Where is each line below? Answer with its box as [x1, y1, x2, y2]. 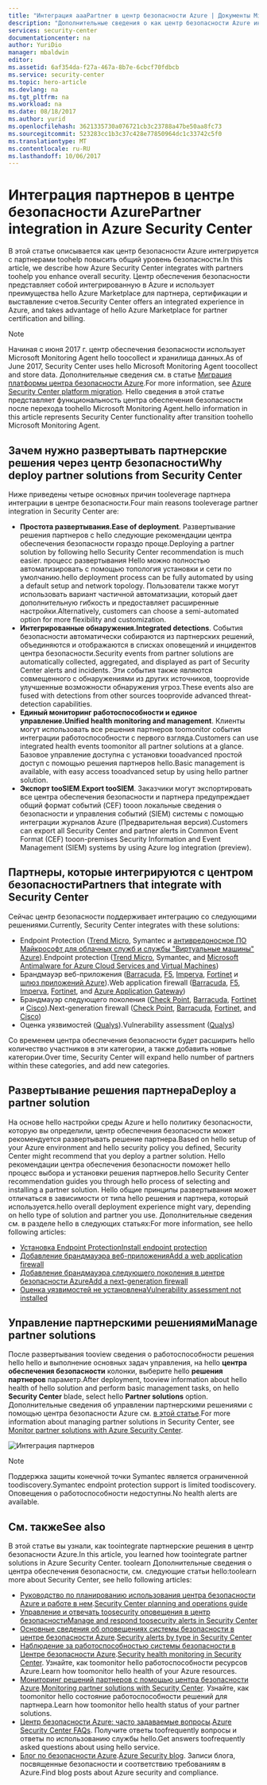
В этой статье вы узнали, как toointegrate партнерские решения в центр [8, 1541, 254, 1551]
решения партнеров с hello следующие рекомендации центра [19, 530, 232, 540]
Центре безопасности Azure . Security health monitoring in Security [19, 1650, 242, 1659]
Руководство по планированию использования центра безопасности [19, 1590, 256, 1600]
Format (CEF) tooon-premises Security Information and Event [19, 834, 221, 843]
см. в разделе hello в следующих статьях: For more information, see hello [8, 1218, 253, 1228]
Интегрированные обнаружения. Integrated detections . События [19, 623, 244, 633]
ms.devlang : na [8, 85, 59, 94]
